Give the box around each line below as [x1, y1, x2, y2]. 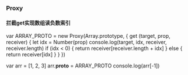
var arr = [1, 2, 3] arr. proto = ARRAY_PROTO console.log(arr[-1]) [6, 62, 160, 69]
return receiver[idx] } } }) [6, 51, 66, 58]
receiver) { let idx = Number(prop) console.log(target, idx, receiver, [6, 39, 168, 46]
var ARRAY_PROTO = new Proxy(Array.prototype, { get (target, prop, [6, 33, 170, 40]
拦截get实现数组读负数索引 [6, 19, 71, 26]
